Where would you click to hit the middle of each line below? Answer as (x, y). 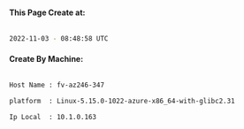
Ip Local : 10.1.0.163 (53, 118)
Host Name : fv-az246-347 (57, 85)
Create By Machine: (46, 58)
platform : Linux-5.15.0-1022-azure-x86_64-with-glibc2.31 (122, 102)
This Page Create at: (47, 12)
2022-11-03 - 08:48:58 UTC (59, 39)
